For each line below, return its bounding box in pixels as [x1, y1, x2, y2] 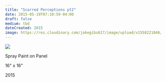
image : [5, 30, 19, 35]
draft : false [5, 16, 32, 21]
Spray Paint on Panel [5, 53, 48, 59]
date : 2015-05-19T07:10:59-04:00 [5, 12, 74, 17]
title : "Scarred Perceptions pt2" [5, 7, 77, 12]
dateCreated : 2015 [5, 26, 43, 31]
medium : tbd [5, 21, 30, 26]
